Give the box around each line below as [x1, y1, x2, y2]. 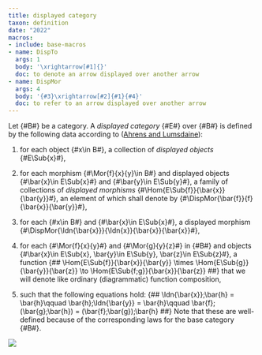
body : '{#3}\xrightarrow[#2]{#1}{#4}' [15, 92, 144, 100]
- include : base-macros [8, 41, 87, 49]
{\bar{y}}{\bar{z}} [19, 266, 78, 276]
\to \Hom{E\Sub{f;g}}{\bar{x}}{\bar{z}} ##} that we [79, 266, 246, 276]
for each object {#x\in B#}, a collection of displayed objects [19, 145, 215, 155]
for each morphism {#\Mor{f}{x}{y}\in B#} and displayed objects [19, 169, 230, 178]
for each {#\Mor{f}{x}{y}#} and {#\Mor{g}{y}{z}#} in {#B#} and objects [19, 241, 252, 251]
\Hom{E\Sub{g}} [195, 258, 249, 267]
